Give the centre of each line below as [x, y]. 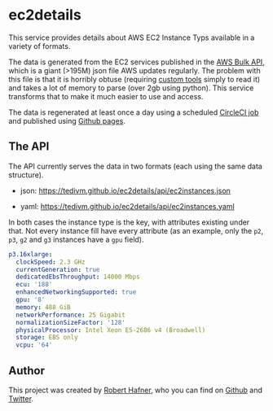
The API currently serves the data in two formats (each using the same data [135, 166]
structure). [26, 175]
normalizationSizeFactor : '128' [71, 322]
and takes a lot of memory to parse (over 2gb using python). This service [131, 88]
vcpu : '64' [34, 345]
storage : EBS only [47, 338]
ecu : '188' [34, 285]
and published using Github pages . [67, 120]
